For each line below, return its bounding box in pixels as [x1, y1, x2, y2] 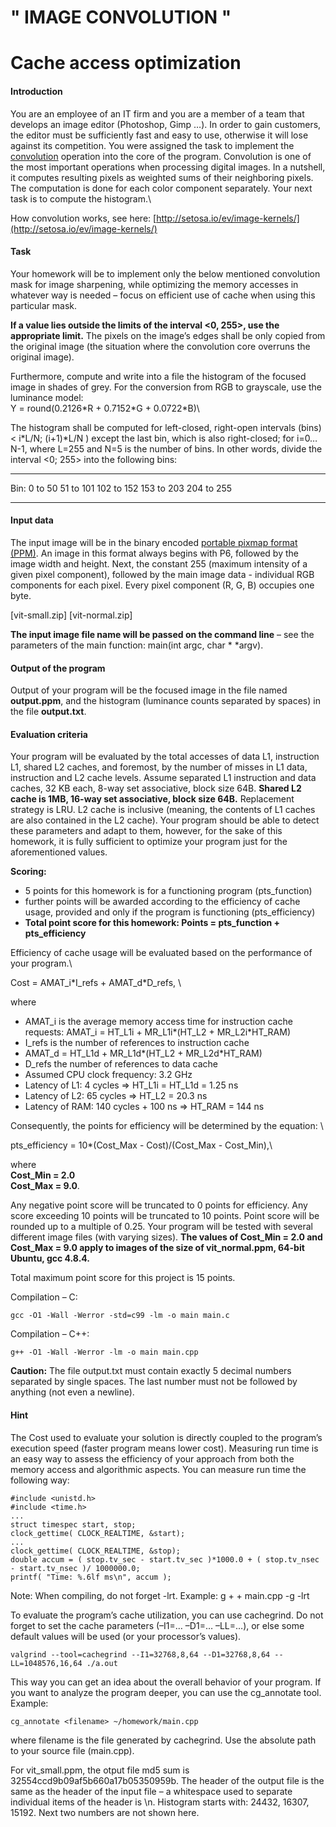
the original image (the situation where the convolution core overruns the [10, 340, 311, 352]
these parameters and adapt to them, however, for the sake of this [10, 825, 283, 837]
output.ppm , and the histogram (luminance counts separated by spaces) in [10, 695, 321, 707]
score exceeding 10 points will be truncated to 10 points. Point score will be [10, 1210, 320, 1222]
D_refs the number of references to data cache [24, 1058, 219, 1070]
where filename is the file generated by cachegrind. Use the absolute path [10, 1734, 317, 1746]
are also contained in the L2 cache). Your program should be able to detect [10, 814, 320, 826]
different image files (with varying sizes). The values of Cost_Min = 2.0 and [10, 1231, 323, 1243]
